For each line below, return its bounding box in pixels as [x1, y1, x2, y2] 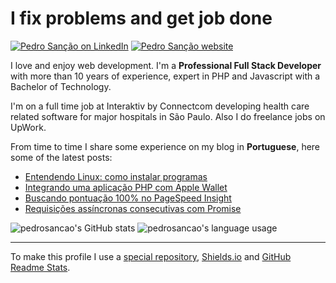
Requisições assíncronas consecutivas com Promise [24, 202, 242, 214]
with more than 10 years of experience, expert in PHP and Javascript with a [10, 70, 321, 82]
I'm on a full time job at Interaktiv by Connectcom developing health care [10, 100, 310, 112]
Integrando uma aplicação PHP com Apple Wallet [24, 181, 228, 193]
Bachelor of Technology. [10, 80, 112, 92]
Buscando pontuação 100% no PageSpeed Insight [24, 192, 232, 204]
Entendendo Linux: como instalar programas [24, 170, 208, 182]
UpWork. [10, 121, 47, 133]
